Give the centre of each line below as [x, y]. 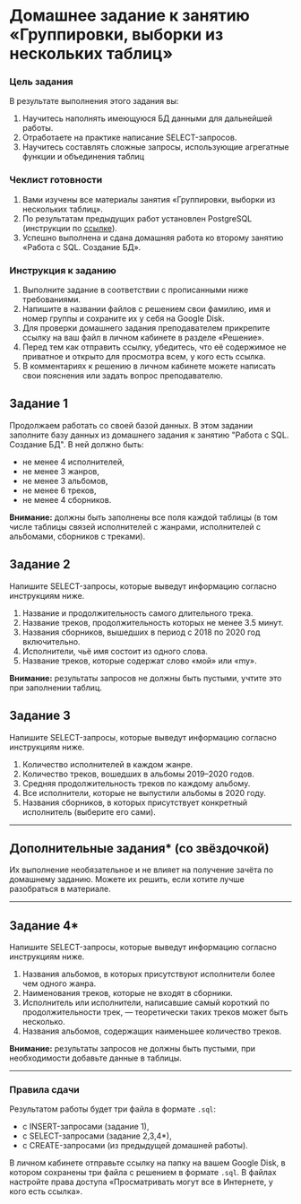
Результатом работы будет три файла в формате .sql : [113, 1109]
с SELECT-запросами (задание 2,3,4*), [97, 1136]
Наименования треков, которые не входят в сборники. [127, 993]
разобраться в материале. [60, 889]
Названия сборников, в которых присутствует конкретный [135, 802]
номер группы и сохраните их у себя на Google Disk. [124, 318]
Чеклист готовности [56, 180]
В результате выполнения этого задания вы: [94, 101]
